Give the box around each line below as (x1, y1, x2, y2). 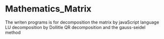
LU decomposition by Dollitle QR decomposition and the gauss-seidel (5, 24, 146, 30)
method (5, 29, 21, 35)
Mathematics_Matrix (5, 3, 92, 14)
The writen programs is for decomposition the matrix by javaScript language (5, 19, 160, 25)
